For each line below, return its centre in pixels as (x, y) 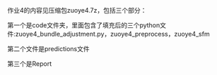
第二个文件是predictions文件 (48, 49)
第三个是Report (30, 64)
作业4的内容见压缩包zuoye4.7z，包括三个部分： (77, 10)
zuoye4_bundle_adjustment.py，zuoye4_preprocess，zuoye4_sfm (112, 34)
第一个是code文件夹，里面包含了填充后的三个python (84, 25)
